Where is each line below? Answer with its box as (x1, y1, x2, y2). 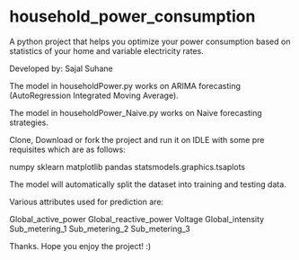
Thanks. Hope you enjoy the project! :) (9, 240, 152, 251)
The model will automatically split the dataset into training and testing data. (9, 178, 287, 190)
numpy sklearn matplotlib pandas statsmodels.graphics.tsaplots (9, 161, 245, 172)
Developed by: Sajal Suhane (9, 63, 114, 74)
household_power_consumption (9, 6, 256, 27)
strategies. (9, 117, 49, 128)
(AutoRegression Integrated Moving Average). (9, 90, 180, 101)
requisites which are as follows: (9, 144, 126, 155)
